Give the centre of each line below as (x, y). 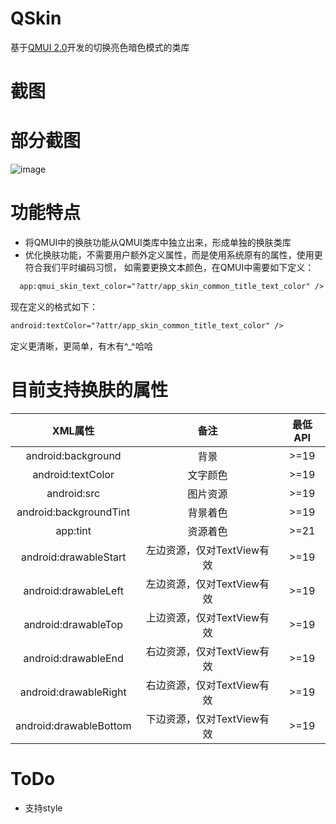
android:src (73, 493)
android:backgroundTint (73, 512)
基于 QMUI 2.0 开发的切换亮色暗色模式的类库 (100, 47)
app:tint (73, 530)
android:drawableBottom (73, 725)
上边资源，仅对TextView (202, 617)
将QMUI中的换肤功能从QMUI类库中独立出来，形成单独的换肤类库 (158, 242)
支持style (43, 808)
